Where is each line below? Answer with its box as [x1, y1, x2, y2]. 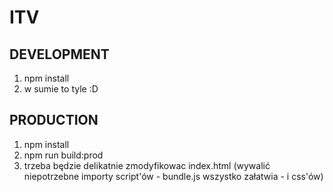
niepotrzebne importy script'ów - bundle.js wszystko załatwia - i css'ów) [23, 170, 324, 182]
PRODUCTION [9, 112, 99, 129]
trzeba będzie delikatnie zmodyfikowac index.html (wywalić [23, 159, 271, 171]
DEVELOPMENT [9, 46, 110, 63]
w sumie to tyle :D [23, 83, 99, 95]
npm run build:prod [23, 149, 104, 161]
